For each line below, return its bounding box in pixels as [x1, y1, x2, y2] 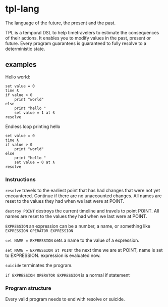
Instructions [5, 176, 36, 183]
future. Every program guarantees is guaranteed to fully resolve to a [5, 40, 146, 46]
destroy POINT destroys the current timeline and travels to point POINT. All [5, 208, 159, 214]
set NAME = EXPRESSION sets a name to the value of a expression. [5, 237, 140, 243]
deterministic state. [5, 46, 45, 52]
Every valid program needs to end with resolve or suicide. [5, 296, 125, 302]
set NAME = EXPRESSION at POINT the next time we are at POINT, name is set [5, 247, 163, 253]
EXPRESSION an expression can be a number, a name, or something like [5, 223, 150, 229]
